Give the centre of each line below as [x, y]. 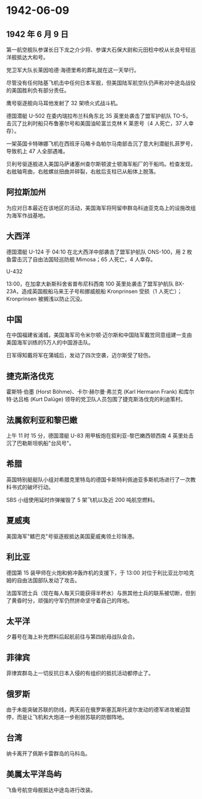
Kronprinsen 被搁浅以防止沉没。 [46, 299]
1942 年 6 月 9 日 [38, 34]
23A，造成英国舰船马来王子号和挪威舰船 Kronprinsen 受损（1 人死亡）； [94, 291]
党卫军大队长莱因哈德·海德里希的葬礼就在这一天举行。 [73, 70]
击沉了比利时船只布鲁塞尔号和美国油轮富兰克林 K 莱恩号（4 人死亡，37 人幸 [100, 123]
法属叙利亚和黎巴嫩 [42, 420]
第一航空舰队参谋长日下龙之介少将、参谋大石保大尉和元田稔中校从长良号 [96, 50]
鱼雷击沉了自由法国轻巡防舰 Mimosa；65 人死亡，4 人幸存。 [81, 259]
